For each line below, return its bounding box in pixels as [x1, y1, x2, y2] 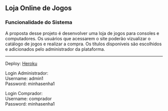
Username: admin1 [5, 75, 43, 81]
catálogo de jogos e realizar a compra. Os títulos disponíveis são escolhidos [5, 41, 162, 47]
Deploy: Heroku [5, 60, 37, 66]
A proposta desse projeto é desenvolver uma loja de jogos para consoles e [5, 30, 159, 36]
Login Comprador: [5, 90, 43, 96]
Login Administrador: [5, 70, 48, 76]
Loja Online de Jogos [5, 4, 72, 12]
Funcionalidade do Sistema [5, 19, 72, 26]
